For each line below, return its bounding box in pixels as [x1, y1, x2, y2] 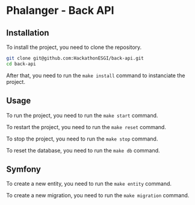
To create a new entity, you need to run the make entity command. [6, 180, 172, 188]
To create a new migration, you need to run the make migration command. [6, 192, 190, 199]
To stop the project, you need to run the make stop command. [6, 135, 158, 142]
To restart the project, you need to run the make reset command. [6, 123, 167, 130]
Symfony [6, 164, 41, 174]
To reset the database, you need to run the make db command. [6, 147, 161, 154]
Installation [6, 28, 49, 38]
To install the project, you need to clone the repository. [6, 43, 142, 51]
